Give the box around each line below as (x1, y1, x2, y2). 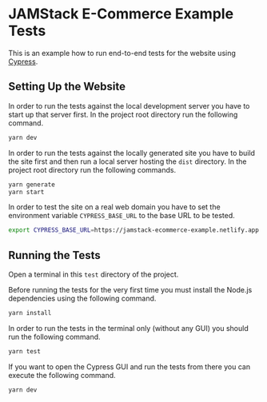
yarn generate (8, 181, 56, 189)
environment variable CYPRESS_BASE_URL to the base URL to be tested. (8, 211, 236, 221)
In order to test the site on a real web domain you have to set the (8, 202, 221, 212)
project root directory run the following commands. (8, 165, 177, 174)
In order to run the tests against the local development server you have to (8, 101, 250, 110)
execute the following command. (8, 370, 116, 380)
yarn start (8, 188, 45, 196)
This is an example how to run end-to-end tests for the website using (8, 48, 236, 58)
